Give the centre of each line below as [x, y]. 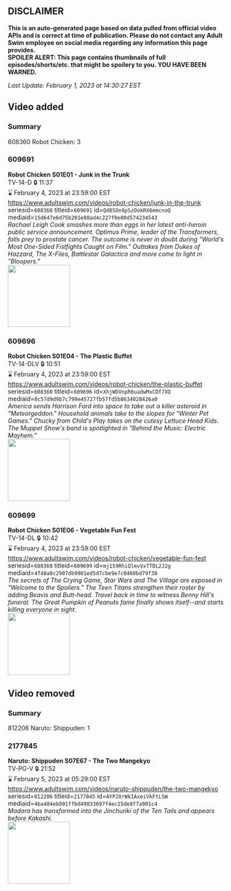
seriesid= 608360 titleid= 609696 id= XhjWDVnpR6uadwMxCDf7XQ [89, 392]
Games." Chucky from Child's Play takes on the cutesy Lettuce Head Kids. [113, 421]
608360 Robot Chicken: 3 [44, 141]
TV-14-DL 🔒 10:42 [33, 538]
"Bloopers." [24, 261]
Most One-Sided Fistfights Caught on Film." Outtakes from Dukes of [104, 246]
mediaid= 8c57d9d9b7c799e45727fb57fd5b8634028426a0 [82, 399]
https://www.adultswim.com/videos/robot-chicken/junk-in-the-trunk [104, 202]
